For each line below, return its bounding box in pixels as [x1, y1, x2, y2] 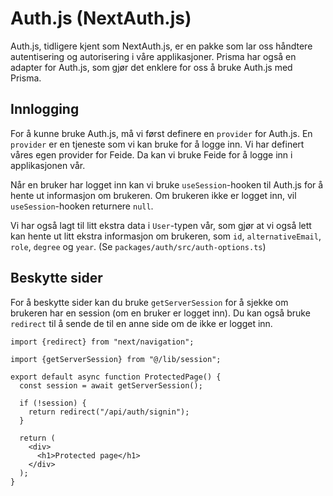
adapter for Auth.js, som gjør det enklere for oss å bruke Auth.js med [10, 61, 293, 73]
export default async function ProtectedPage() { [10, 372, 222, 382]
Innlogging [10, 101, 80, 118]
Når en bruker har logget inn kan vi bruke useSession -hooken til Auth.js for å [10, 178, 324, 191]
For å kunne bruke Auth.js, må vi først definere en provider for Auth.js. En [10, 127, 313, 139]
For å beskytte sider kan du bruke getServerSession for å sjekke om [10, 296, 289, 308]
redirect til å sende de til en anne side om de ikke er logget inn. [10, 317, 273, 329]
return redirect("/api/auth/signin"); [28, 407, 190, 417]
